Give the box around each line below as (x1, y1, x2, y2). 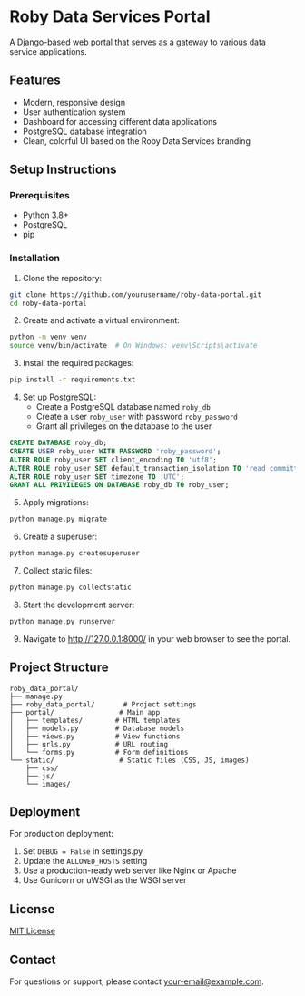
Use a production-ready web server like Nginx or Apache (22, 865, 237, 876)
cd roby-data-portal (9, 299, 88, 308)
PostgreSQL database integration (22, 126, 147, 137)
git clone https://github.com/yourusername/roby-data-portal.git (9, 290, 261, 300)
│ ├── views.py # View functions (9, 731, 181, 741)
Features (9, 73, 61, 88)
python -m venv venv (9, 332, 88, 342)
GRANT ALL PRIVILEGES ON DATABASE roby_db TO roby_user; (9, 481, 230, 490)
